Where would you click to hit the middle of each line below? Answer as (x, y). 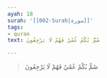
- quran (19, 34)
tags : (15, 27)
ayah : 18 (20, 14)
